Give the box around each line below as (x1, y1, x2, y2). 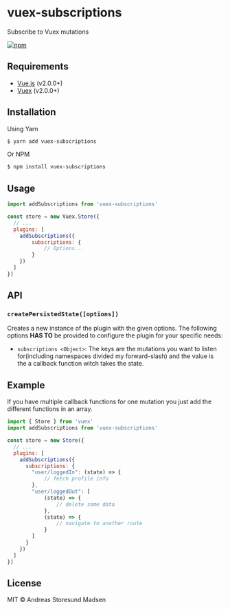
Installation (7, 107, 56, 118)
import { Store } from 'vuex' (7, 418, 94, 425)
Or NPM (7, 150, 30, 159)
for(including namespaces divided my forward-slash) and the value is (16, 352, 214, 360)
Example (7, 379, 45, 391)
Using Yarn (7, 124, 39, 133)
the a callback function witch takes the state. (16, 359, 144, 368)
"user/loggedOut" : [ (32, 488, 91, 495)
